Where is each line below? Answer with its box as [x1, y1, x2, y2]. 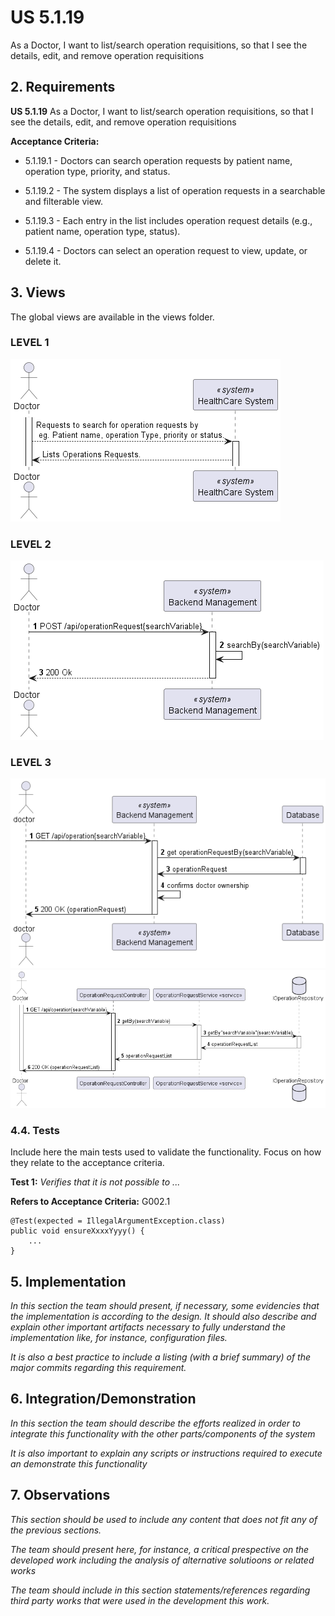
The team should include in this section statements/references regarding [10, 1584, 311, 1596]
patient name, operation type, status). [24, 225, 181, 237]
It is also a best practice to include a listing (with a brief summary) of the [10, 1351, 312, 1363]
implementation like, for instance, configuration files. [10, 1332, 228, 1344]
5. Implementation [10, 1273, 127, 1290]
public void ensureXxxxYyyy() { [10, 1226, 145, 1236]
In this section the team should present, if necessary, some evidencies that [10, 1300, 320, 1312]
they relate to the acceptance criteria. [10, 1157, 165, 1169]
